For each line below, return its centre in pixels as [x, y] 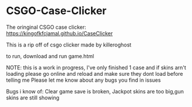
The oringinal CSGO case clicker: [46, 27]
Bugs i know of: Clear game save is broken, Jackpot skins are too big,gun [95, 91]
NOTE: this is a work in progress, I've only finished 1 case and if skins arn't [96, 67]
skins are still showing [33, 98]
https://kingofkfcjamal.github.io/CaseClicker [60, 33]
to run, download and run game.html [50, 56]
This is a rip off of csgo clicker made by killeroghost [69, 45]
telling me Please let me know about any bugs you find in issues [84, 80]
